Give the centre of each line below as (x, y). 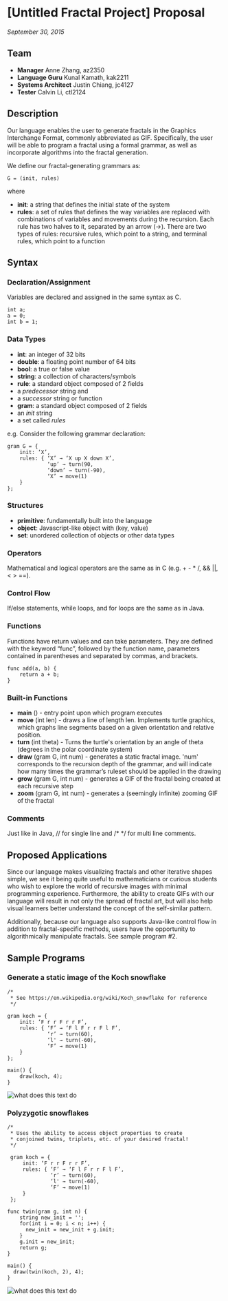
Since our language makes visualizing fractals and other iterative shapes (110, 872)
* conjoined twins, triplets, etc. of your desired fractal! (99, 1139)
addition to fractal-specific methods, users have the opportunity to (101, 929)
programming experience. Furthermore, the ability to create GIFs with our (111, 894)
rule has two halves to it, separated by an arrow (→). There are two (112, 226)
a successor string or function (60, 398)
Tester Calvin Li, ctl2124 (52, 92)
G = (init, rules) (33, 178)
